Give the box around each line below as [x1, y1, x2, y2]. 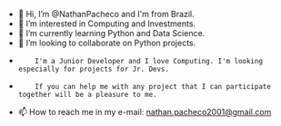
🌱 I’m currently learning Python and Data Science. [17, 28, 206, 38]
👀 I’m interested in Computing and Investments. [17, 18, 196, 29]
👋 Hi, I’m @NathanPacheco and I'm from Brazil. [17, 9, 195, 19]
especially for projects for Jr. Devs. [17, 64, 170, 73]
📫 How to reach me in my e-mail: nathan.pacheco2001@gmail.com [17, 107, 272, 117]
